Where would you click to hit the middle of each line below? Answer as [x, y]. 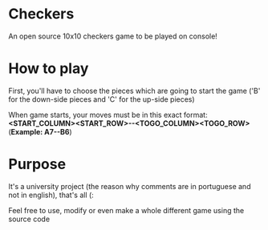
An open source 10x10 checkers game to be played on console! [113, 36]
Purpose [37, 164]
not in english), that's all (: [51, 195]
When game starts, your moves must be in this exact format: [108, 115]
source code [29, 219]
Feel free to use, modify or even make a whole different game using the [126, 210]
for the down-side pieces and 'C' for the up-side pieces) [102, 99]
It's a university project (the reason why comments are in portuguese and [130, 186]
